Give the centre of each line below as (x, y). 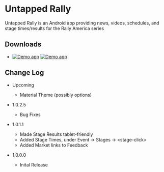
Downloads (23, 45)
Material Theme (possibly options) (56, 95)
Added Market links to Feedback (54, 145)
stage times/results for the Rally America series (54, 28)
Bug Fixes (30, 114)
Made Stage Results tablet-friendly (56, 134)
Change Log (24, 73)
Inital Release (34, 165)
